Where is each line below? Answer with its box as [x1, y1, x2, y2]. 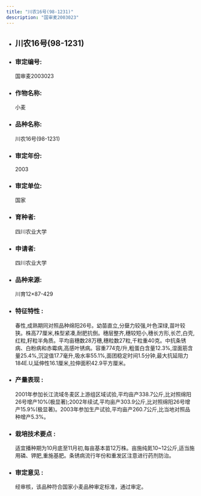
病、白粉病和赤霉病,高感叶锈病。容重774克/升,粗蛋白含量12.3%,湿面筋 [14, 344, 188, 352]
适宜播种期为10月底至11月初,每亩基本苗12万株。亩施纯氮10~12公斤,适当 [14, 444, 190, 452]
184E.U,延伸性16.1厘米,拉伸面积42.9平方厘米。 [14, 359, 129, 367]
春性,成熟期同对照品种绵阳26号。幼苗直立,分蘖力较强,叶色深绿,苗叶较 [14, 322, 186, 329]
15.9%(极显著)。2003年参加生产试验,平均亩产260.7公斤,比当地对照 [20, 405, 185, 412]
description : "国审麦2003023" [6, 14, 79, 20]
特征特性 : [14, 307, 44, 316]
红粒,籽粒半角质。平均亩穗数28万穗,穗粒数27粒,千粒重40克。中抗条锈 [14, 337, 187, 344]
